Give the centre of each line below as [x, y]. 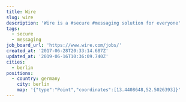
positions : [20, 73]
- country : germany [36, 79]
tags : [13, 28]
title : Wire [21, 12]
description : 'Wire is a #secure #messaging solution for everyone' [94, 23]
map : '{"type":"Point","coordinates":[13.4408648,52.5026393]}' [99, 90]
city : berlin [33, 85]
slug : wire [20, 17]
